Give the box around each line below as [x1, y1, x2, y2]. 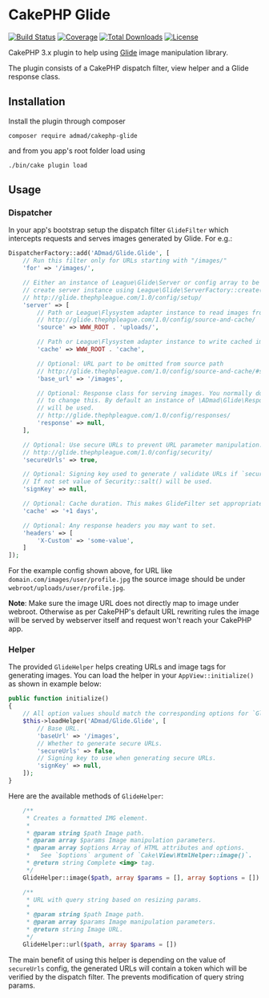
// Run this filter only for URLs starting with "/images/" [22, 257, 227, 265]
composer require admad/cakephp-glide [8, 131, 138, 139]
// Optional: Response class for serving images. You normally [37, 389, 252, 398]
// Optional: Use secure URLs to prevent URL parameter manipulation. [22, 441, 263, 449]
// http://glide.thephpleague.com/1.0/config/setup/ [22, 293, 203, 301]
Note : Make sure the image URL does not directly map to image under [8, 599, 239, 608]
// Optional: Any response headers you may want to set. [22, 521, 217, 530]
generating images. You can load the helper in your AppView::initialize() [8, 671, 255, 681]
